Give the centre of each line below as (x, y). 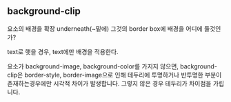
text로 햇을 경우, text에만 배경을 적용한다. (63, 51)
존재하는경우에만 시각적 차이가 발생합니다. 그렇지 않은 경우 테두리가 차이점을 (109, 83)
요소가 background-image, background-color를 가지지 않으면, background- (112, 66)
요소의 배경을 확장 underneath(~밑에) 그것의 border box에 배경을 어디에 (105, 28)
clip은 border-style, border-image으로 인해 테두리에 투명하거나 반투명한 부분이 (114, 75)
